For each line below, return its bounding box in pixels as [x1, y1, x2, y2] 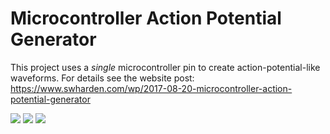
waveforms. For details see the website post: [10, 72, 195, 84]
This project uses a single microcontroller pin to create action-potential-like [10, 61, 321, 73]
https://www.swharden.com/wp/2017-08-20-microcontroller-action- [10, 82, 293, 94]
